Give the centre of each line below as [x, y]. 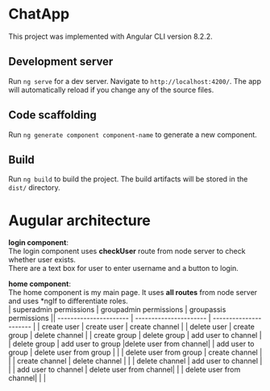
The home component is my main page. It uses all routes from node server [133, 293]
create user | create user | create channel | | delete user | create [148, 327]
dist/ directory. [34, 188]
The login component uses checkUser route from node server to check [127, 252]
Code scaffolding [52, 115]
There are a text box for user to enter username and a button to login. [124, 268]
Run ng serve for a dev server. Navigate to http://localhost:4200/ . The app [135, 81]
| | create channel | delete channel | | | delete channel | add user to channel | [135, 361]
